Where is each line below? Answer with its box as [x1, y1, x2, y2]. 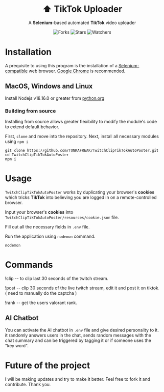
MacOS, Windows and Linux [5, 82, 93, 90]
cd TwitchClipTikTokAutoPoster [5, 152, 69, 157]
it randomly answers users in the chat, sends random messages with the [5, 332, 152, 338]
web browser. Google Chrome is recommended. [28, 68, 126, 74]
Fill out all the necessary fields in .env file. [5, 224, 90, 229]
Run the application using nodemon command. [5, 233, 95, 239]
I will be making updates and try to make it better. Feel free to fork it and [5, 376, 150, 382]
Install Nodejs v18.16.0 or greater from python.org [5, 95, 105, 101]
